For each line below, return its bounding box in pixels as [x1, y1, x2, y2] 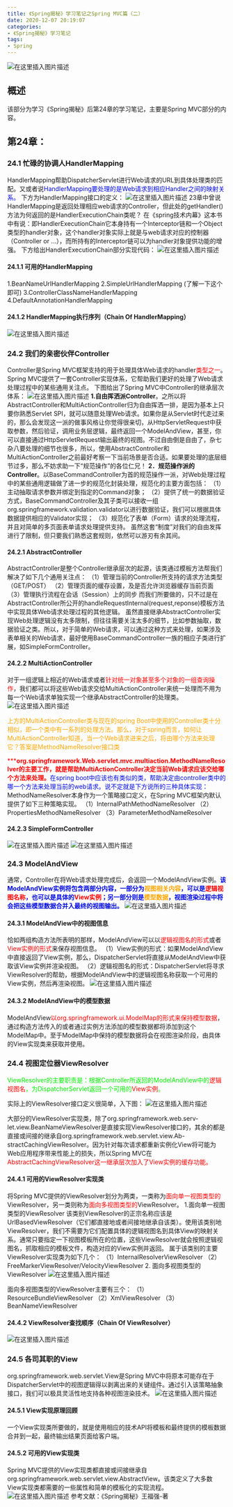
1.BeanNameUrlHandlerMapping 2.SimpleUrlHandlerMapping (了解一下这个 [7, 280, 223, 288]
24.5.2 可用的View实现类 [7, 1449, 80, 1458]
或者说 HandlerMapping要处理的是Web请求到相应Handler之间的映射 [25, 184, 219, 192]
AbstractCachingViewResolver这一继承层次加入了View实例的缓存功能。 [7, 1158, 212, 1166]
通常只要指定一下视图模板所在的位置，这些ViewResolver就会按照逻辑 [19, 1235, 217, 1244]
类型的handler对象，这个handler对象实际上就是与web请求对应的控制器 [7, 228, 209, 236]
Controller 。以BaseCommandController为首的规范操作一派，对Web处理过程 [7, 471, 226, 479]
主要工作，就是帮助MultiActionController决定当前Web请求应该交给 [24, 765, 218, 773]
